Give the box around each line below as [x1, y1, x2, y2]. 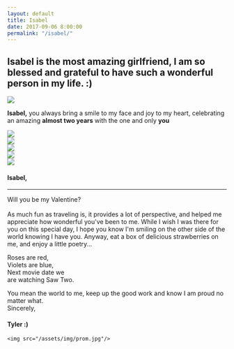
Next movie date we [7, 268, 65, 276]
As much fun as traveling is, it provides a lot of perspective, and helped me [7, 210, 222, 218]
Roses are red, [7, 253, 49, 262]
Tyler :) [7, 320, 29, 328]
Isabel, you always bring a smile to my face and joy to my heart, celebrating [7, 109, 225, 117]
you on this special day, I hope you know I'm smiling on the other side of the [7, 225, 226, 234]
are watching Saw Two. [7, 276, 75, 284]
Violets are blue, [7, 261, 54, 269]
